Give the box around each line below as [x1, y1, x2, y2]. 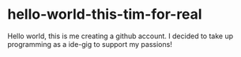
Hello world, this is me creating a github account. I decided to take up [7, 31, 234, 41]
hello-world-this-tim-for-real [7, 5, 202, 23]
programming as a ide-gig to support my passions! [7, 39, 173, 48]
